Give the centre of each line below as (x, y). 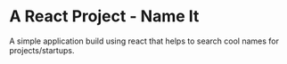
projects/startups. (42, 50)
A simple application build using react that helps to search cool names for (144, 41)
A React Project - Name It (104, 16)
